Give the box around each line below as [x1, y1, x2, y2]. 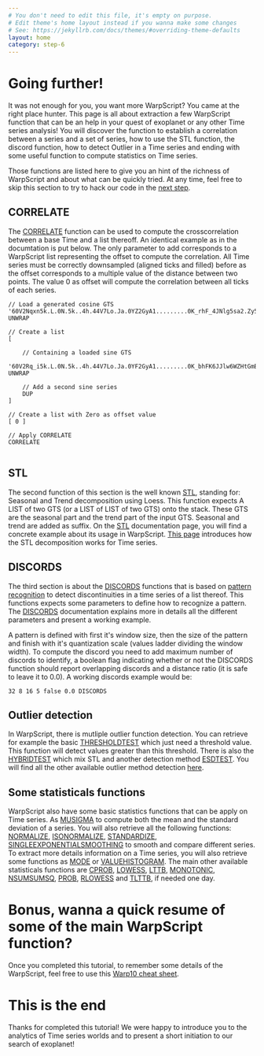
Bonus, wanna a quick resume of [8, 901, 225, 919]
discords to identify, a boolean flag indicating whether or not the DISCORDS [8, 655, 254, 665]
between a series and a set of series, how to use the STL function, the [8, 135, 236, 144]
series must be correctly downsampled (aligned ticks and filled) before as [8, 260, 247, 269]
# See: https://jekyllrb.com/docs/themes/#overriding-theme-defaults [8, 26, 241, 34]
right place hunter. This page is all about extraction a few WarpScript [8, 109, 230, 119]
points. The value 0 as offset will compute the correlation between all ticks [8, 276, 249, 286]
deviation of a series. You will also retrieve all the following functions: [8, 824, 232, 833]
